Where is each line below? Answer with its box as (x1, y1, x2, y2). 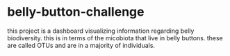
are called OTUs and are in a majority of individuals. (7, 41, 155, 49)
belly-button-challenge (7, 4, 145, 20)
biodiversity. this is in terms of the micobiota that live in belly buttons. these (7, 33, 224, 42)
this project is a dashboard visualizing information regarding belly (7, 27, 195, 35)
